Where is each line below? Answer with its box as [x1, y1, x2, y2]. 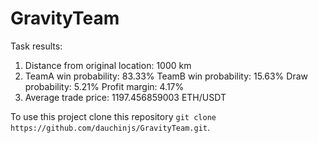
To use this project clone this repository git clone [10, 110, 217, 122]
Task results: [10, 40, 63, 52]
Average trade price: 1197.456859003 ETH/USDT [24, 91, 227, 103]
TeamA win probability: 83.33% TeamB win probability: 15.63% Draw [24, 70, 309, 82]
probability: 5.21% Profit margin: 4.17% [24, 80, 185, 92]
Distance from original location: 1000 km [24, 59, 192, 71]
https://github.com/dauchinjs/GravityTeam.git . [10, 121, 211, 133]
